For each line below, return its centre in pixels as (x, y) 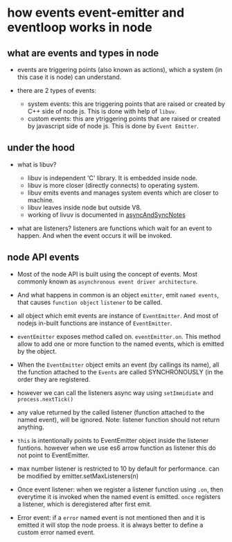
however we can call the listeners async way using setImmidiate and (115, 392)
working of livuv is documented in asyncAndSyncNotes (106, 215)
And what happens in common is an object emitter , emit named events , (118, 295)
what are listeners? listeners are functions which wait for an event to (115, 228)
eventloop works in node (80, 27)
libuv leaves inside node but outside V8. (84, 207)
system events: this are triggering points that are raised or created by (126, 104)
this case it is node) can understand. (69, 77)
